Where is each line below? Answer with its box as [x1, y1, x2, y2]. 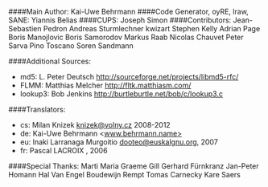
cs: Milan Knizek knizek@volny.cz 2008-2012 [19, 120, 171, 129]
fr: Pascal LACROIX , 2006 [19, 146, 108, 155]
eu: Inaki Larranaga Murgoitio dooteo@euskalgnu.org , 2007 [19, 137, 219, 147]
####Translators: [8, 104, 66, 114]
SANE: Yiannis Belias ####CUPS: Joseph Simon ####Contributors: [8, 15, 232, 25]
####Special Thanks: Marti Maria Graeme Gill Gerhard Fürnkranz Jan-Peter [8, 161, 259, 171]
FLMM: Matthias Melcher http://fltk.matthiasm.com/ [19, 80, 192, 90]
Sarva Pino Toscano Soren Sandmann [8, 41, 134, 51]
